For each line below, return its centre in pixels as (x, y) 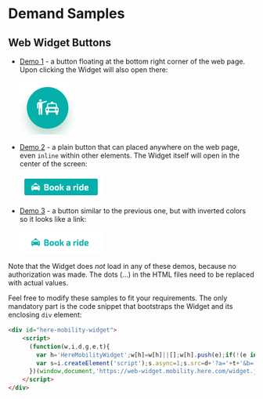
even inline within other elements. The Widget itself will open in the (130, 155)
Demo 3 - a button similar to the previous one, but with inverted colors (133, 211)
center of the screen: (53, 164)
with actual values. (38, 283)
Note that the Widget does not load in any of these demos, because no (122, 266)
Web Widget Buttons (60, 43)
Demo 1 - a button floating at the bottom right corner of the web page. (132, 61)
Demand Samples (67, 14)
